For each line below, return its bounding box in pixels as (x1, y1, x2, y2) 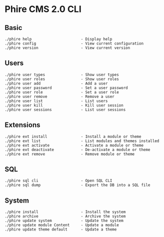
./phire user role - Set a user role (4, 89, 119, 94)
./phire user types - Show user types (4, 72, 119, 77)
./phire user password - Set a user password (4, 85, 128, 90)
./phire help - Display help (4, 36, 112, 41)
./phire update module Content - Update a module (4, 222, 119, 228)
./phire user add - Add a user (4, 81, 108, 86)
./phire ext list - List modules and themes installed (4, 138, 159, 143)
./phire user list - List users (4, 98, 108, 103)
